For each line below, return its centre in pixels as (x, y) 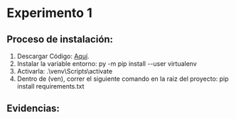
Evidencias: (33, 109)
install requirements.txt (50, 86)
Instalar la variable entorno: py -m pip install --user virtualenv (107, 64)
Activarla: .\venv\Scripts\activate (65, 71)
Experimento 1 (50, 13)
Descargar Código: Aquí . (53, 56)
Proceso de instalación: (60, 39)
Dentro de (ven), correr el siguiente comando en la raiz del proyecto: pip (123, 79)
